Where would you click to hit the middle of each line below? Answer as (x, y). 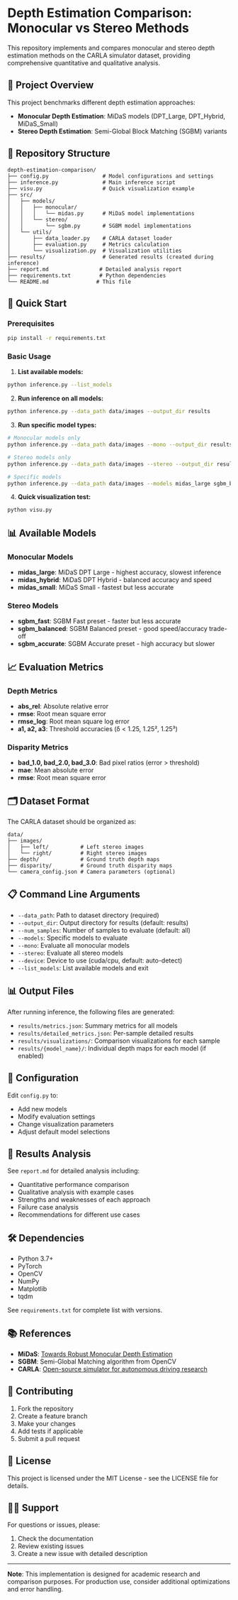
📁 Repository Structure (59, 154)
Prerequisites (31, 323)
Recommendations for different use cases (79, 1215)
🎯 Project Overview (51, 86)
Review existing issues (51, 1546)
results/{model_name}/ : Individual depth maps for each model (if (112, 1048)
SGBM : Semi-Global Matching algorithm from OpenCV (97, 1361)
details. (18, 1486)
